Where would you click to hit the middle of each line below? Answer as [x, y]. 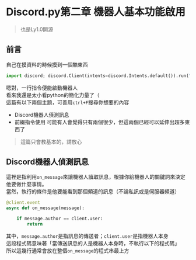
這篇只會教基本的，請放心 [51, 141]
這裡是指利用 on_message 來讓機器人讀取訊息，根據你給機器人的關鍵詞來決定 [96, 177]
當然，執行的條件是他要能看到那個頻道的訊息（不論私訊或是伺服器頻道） [93, 192]
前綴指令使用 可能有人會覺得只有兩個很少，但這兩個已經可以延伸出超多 [99, 122]
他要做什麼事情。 [27, 184]
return [35, 224]
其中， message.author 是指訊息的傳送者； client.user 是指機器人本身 [87, 236]
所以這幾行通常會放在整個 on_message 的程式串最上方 [68, 250]
